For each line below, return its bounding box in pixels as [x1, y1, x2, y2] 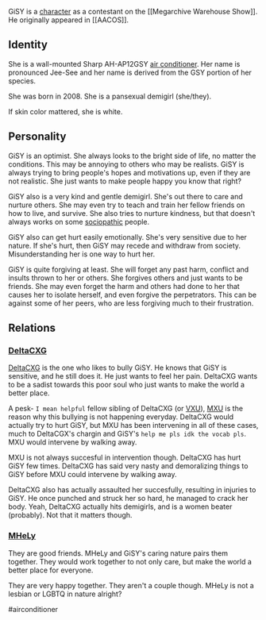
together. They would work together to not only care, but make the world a [8, 556, 253, 566]
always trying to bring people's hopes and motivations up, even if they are [8, 168, 251, 177]
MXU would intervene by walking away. [8, 437, 137, 447]
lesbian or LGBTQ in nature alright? [8, 589, 122, 599]
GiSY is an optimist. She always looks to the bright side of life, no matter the [8, 151, 256, 160]
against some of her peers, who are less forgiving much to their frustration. [8, 298, 254, 308]
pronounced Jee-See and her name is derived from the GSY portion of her [8, 67, 253, 77]
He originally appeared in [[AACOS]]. [8, 15, 129, 25]
